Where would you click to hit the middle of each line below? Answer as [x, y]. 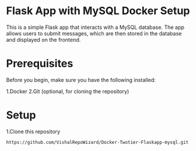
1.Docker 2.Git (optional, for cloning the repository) [68, 91]
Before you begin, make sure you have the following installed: [81, 80]
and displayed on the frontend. [43, 40]
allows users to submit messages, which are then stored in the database [94, 33]
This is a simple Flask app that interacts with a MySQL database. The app [95, 27]
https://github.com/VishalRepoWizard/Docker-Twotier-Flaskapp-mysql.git [97, 142]
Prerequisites [40, 64]
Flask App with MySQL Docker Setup [98, 11]
